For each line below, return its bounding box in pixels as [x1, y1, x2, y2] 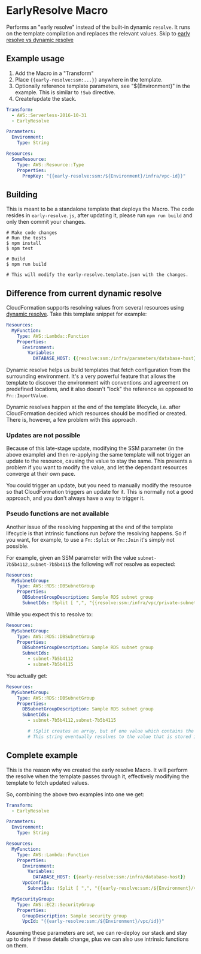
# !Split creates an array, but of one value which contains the [28, 728, 194, 734]
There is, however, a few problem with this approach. [6, 416, 138, 424]
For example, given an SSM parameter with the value [6, 554, 136, 561]
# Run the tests [6, 235, 47, 241]
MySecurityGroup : [11, 896, 55, 902]
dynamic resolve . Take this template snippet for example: [6, 310, 147, 317]
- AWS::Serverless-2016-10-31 [11, 112, 87, 118]
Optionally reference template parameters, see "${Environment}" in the [14, 82, 190, 89]
